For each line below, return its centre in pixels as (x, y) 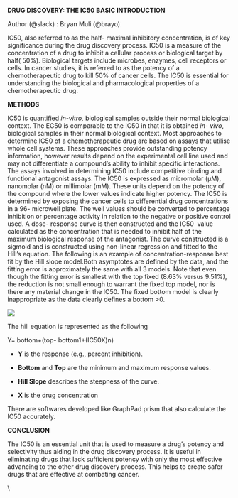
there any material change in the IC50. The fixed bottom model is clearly (113, 292)
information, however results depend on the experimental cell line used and (118, 156)
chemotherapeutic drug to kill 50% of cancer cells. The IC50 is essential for (118, 75)
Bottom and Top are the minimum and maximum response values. (114, 368)
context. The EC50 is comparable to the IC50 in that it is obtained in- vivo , (116, 126)
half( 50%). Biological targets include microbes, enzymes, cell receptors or (117, 60)
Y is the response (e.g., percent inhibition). (80, 354)
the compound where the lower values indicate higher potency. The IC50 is (117, 194)
